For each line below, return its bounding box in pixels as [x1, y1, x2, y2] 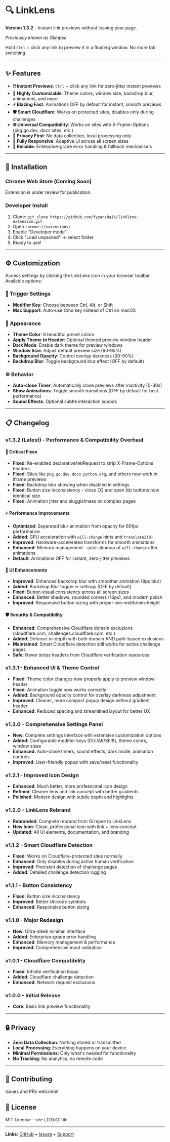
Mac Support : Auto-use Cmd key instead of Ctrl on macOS [12, 307, 136, 313]
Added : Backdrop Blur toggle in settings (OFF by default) [12, 584, 132, 590]
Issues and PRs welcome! [5, 1088, 59, 1094]
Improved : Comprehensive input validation [12, 944, 102, 950]
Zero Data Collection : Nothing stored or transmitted [12, 1039, 121, 1046]
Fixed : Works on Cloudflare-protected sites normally [12, 853, 122, 859]
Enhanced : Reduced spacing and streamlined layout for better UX [12, 708, 150, 714]
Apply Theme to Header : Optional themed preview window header [12, 337, 152, 343]
